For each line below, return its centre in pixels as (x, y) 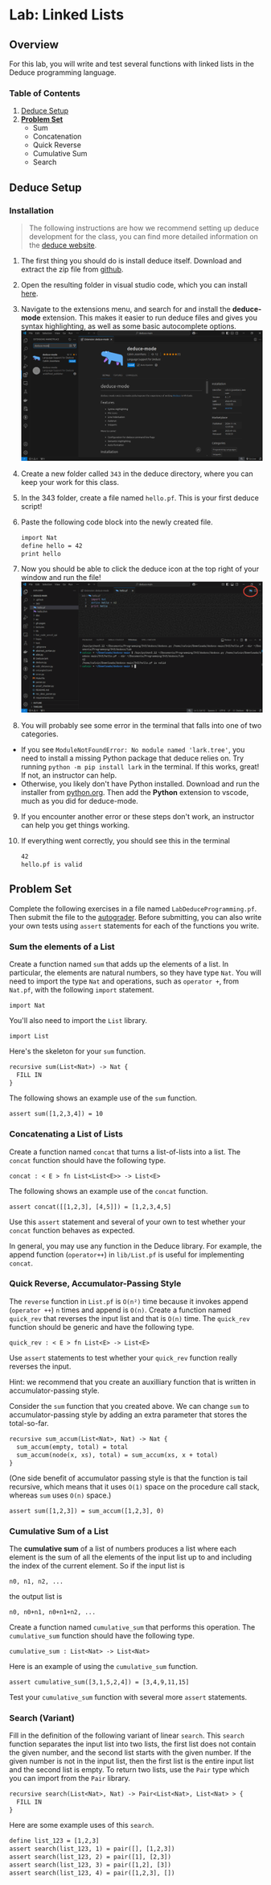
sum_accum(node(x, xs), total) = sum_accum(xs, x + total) (117, 1455)
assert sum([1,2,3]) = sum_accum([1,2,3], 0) (86, 1511)
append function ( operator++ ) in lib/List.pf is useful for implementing (127, 1254)
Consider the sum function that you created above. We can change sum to (129, 1406)
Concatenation (57, 137)
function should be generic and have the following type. (102, 1327)
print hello (41, 554)
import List (29, 1037)
